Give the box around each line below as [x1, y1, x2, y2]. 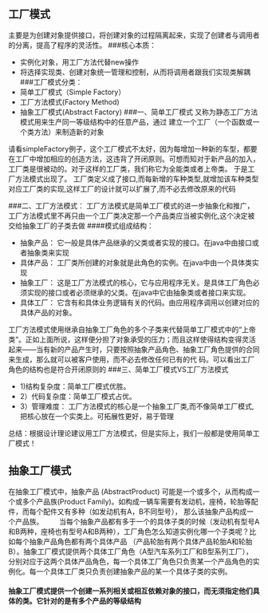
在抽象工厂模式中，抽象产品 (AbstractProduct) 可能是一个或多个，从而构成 [8, 486, 253, 496]
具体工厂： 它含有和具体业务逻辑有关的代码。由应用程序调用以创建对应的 [19, 298, 260, 307]
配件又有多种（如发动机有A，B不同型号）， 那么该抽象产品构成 [42, 506, 247, 516]
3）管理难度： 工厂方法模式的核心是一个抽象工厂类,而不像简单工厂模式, [19, 401, 254, 411]
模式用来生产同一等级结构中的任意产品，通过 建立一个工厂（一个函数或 [19, 117, 253, 126]
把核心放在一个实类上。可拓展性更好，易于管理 [19, 411, 174, 421]
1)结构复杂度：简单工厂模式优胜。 [19, 382, 131, 391]
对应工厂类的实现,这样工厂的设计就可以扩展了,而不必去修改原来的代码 [8, 184, 237, 193]
